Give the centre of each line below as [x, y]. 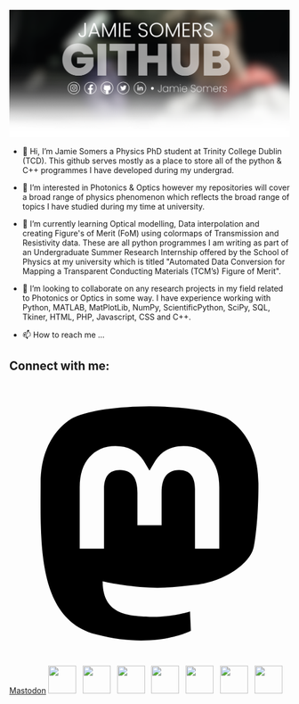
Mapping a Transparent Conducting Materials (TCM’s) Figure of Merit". [152, 271]
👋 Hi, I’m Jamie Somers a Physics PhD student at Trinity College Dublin [152, 151]
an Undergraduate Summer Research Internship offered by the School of [155, 252]
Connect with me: [60, 366]
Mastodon [28, 690]
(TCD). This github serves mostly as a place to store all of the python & [152, 161]
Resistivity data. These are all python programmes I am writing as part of [155, 243]
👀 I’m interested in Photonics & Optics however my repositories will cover [156, 187]
